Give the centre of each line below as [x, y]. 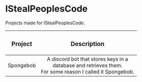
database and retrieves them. [88, 65]
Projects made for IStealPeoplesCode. [45, 23]
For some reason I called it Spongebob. [88, 71]
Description [88, 44]
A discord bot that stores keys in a [87, 59]
